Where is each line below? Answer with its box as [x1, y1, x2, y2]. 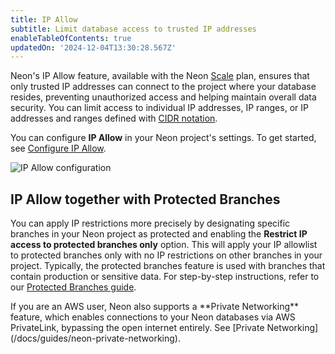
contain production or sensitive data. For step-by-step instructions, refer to [10, 271, 320, 283]
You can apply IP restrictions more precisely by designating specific [10, 217, 291, 230]
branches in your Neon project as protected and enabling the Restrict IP [10, 228, 308, 240]
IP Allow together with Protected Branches [10, 191, 281, 208]
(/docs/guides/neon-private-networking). [10, 332, 181, 345]
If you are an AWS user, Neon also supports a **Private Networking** [10, 301, 300, 313]
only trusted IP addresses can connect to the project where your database [10, 81, 317, 93]
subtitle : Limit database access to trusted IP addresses [10, 24, 257, 34]
